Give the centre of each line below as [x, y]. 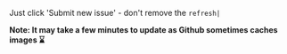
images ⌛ [27, 40]
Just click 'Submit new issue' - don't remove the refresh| [115, 13]
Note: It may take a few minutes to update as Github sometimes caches [143, 30]
